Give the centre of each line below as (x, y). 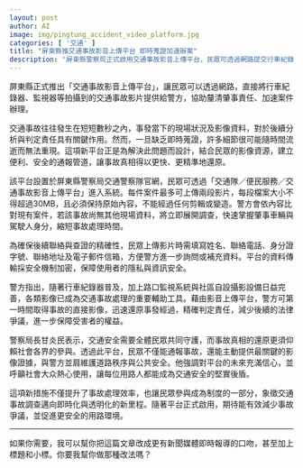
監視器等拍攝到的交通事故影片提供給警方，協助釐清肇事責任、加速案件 (163, 97)
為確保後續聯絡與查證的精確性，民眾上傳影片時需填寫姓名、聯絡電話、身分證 (151, 245)
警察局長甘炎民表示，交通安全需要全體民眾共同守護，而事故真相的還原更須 (147, 340)
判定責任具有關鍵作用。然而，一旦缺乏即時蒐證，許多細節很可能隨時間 (155, 139)
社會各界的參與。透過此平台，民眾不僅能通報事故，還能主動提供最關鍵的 (151, 351)
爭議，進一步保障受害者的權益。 (69, 321)
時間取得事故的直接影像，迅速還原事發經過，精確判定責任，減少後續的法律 (155, 309)
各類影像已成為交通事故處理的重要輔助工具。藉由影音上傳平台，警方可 (155, 298)
